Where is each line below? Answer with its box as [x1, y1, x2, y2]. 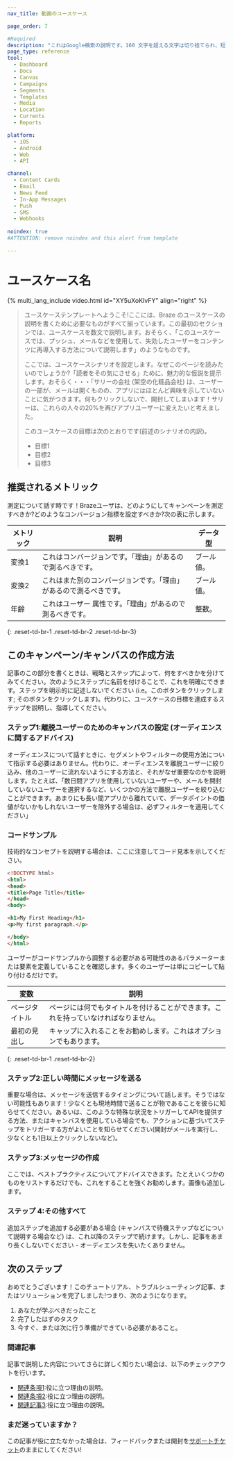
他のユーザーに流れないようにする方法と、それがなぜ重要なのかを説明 [25, 768, 226, 776]
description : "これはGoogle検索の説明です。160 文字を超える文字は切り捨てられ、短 [7, 42, 226, 49]
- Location [13, 106, 45, 113]
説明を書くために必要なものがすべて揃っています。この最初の [24, 319, 200, 327]
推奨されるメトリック [7, 481, 98, 493]
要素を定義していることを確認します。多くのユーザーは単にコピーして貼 [19, 962, 225, 970]
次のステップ [7, 1263, 62, 1275]
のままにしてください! [19, 1445, 82, 1454]
